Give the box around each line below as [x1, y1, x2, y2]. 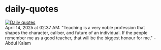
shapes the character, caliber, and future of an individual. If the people [5, 30, 148, 35]
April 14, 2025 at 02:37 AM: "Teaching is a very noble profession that [5, 24, 145, 30]
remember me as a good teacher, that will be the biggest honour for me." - [5, 35, 156, 41]
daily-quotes [5, 3, 59, 15]
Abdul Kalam [5, 40, 31, 46]
